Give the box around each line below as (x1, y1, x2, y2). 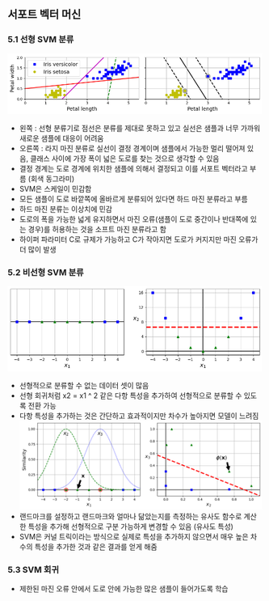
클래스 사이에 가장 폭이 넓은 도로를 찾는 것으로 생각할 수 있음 (30, 153, 220, 163)
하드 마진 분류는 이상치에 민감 (19, 204, 112, 214)
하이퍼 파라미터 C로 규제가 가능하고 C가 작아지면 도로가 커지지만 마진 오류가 (19, 234, 258, 244)
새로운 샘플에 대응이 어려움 (19, 133, 104, 143)
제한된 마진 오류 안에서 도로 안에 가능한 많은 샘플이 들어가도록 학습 (19, 584, 229, 594)
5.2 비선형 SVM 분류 (7, 266, 84, 277)
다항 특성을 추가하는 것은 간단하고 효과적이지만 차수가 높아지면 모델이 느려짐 (19, 411, 259, 421)
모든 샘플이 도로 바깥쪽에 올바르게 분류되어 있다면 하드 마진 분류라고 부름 (19, 193, 248, 204)
